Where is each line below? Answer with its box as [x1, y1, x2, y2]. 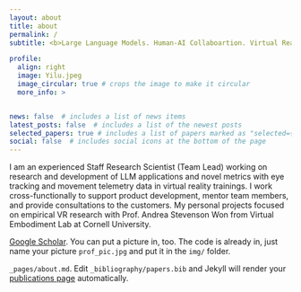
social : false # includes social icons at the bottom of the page [9, 137, 267, 146]
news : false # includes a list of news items [9, 111, 186, 121]
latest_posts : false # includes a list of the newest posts [9, 120, 243, 129]
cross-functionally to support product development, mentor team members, [9, 190, 289, 201]
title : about [9, 22, 58, 31]
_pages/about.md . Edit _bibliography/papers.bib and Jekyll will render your [9, 263, 287, 274]
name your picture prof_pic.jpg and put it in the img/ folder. [9, 246, 231, 257]
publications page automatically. [9, 273, 129, 284]
